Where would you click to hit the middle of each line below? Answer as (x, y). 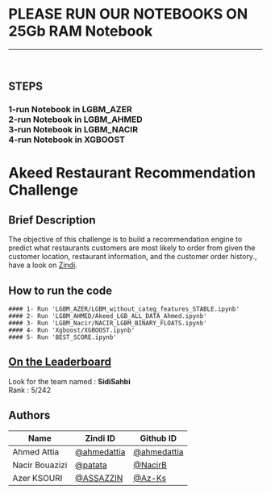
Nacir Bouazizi (40, 465)
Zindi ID (100, 438)
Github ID (158, 438)
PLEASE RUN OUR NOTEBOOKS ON (128, 14)
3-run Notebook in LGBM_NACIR (73, 130)
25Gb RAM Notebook (81, 31)
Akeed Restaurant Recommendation (132, 173)
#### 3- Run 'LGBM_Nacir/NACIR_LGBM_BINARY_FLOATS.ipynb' (108, 324)
